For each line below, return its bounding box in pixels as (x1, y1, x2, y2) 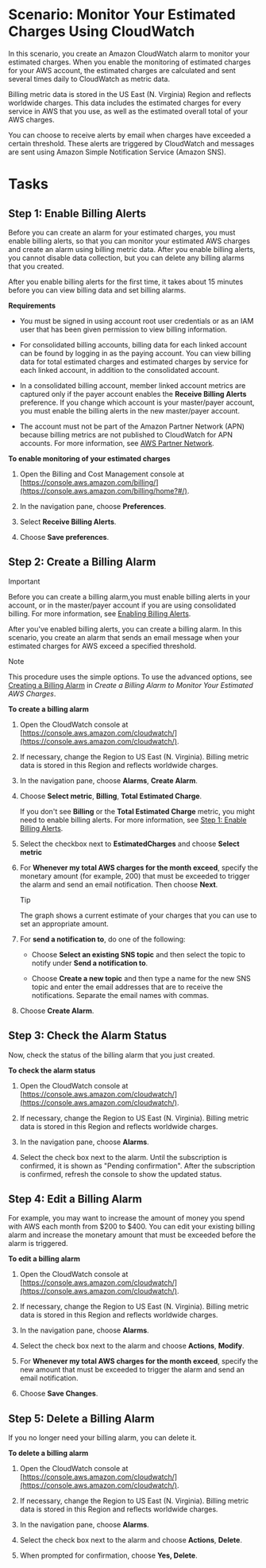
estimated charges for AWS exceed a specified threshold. (8, 641, 197, 650)
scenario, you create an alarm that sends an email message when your (8, 632, 240, 642)
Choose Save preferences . (19, 532, 110, 541)
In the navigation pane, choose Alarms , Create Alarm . (19, 775, 199, 785)
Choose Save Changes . (19, 1389, 98, 1399)
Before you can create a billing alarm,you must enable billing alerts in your (8, 592, 251, 601)
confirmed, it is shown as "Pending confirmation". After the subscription (19, 1161, 256, 1170)
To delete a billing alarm (8, 1449, 89, 1458)
